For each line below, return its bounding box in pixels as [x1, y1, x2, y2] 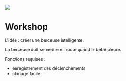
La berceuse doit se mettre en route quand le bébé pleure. [5, 47, 122, 52]
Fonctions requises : [5, 56, 46, 62]
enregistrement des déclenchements [12, 65, 86, 71]
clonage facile [12, 70, 41, 76]
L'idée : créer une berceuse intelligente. [5, 37, 84, 43]
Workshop [5, 21, 48, 32]
